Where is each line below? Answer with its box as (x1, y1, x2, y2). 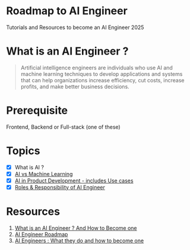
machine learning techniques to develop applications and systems (20, 70, 183, 78)
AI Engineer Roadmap (14, 230, 68, 238)
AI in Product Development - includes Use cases (14, 177, 134, 184)
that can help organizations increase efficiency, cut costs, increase (20, 76, 185, 84)
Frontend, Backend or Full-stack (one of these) (6, 123, 121, 130)
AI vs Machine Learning (14, 170, 73, 177)
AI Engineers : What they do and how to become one (14, 237, 144, 244)
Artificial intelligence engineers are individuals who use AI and (20, 64, 173, 71)
